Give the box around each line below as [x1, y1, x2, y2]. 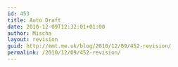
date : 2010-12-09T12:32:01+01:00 [7, 23, 106, 30]
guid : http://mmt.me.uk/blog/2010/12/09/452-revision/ [7, 43, 172, 50]
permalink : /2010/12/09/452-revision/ [7, 50, 121, 57]
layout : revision [7, 36, 58, 43]
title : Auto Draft [7, 17, 61, 24]
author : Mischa [7, 29, 52, 37]
